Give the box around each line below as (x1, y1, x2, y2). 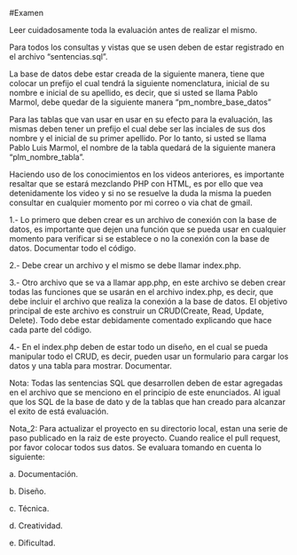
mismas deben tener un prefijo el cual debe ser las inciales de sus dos (9, 123, 266, 134)
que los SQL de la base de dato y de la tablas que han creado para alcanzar (9, 397, 286, 407)
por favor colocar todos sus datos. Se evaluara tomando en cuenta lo (9, 442, 262, 452)
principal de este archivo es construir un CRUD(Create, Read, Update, (9, 305, 264, 316)
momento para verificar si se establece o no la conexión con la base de (9, 234, 270, 243)
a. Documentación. (9, 469, 78, 479)
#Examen (9, 8, 44, 18)
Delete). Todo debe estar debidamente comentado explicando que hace (9, 315, 272, 325)
